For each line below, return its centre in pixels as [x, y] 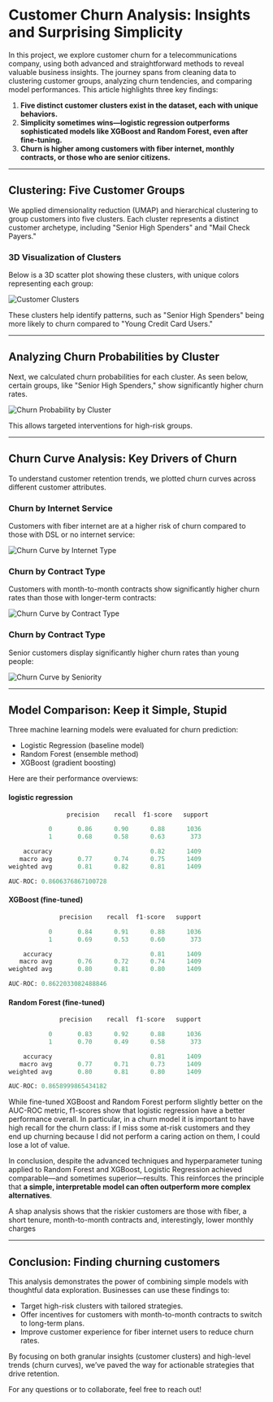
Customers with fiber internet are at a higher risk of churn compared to [127, 525]
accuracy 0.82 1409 [112, 852]
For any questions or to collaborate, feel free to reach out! [105, 1390]
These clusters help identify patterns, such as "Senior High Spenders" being [136, 315]
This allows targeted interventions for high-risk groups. [101, 425]
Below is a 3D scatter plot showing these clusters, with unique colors [124, 275]
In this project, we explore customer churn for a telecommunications [123, 55]
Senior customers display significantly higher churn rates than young [124, 653]
